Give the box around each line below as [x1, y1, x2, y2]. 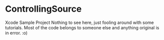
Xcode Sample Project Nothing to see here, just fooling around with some [5, 20, 154, 25]
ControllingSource [5, 3, 82, 15]
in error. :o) [5, 30, 28, 36]
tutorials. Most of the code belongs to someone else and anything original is [5, 24, 160, 30]
